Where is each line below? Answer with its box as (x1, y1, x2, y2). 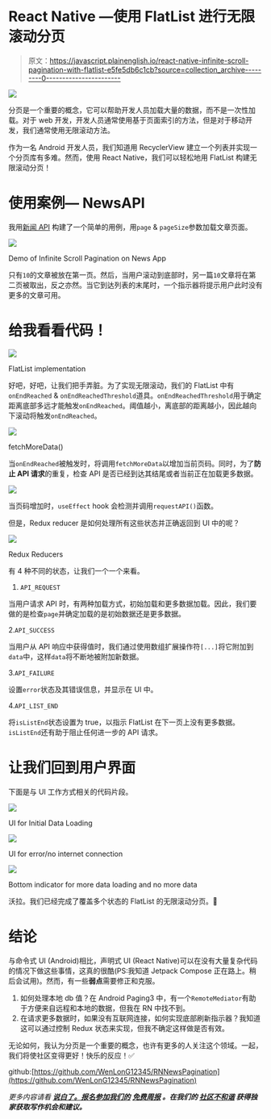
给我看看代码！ (8, 322, 108, 340)
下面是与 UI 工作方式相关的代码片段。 (8, 787, 133, 796)
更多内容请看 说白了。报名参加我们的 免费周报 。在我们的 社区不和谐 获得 (8, 1092, 251, 1101)
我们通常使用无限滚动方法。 (22, 125, 115, 135)
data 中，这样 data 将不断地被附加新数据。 (8, 651, 144, 662)
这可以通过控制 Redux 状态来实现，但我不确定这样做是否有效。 (19, 1023, 230, 1033)
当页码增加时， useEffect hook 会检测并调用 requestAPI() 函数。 (8, 501, 218, 511)
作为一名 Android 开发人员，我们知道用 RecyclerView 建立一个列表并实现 (8, 142, 251, 152)
